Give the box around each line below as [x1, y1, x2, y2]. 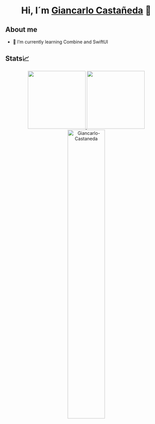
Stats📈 [5, 54, 30, 63]
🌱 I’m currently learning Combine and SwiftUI [12, 39, 108, 45]
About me [5, 25, 37, 34]
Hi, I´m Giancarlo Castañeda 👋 [21, 5, 151, 16]
